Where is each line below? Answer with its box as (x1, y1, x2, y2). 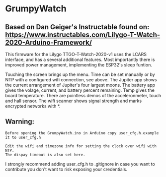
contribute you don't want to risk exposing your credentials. (5, 166, 128, 172)
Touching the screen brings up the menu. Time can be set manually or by (5, 71, 155, 77)
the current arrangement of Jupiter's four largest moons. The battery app (5, 82, 156, 88)
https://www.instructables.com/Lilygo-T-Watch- (5, 30, 161, 39)
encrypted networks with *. (5, 103, 61, 109)
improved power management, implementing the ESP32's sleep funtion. (5, 62, 153, 67)
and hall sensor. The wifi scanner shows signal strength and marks (5, 98, 142, 104)
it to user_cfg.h (5, 135, 41, 140)
